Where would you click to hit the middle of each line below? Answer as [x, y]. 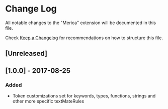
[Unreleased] [26, 53]
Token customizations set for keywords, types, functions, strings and [84, 96]
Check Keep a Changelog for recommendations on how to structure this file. [84, 38]
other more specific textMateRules [48, 101]
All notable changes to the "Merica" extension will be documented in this [80, 23]
